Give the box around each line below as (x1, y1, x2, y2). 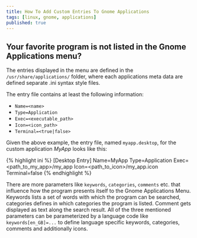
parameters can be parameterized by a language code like (6, 212, 149, 220)
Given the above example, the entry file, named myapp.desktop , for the (6, 139, 176, 146)
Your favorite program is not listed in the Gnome (6, 42, 186, 52)
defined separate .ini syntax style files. (6, 80, 101, 87)
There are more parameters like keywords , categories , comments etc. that (6, 181, 180, 188)
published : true (6, 20, 46, 26)
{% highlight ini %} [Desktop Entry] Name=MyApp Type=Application (6, 157, 173, 164)
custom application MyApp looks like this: (6, 145, 108, 153)
